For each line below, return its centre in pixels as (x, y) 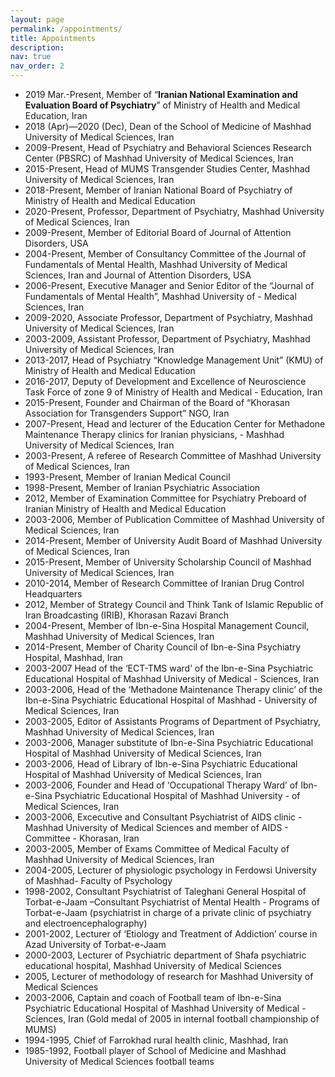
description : (37, 47)
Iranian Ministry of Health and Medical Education (125, 509)
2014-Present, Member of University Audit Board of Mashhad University (173, 540)
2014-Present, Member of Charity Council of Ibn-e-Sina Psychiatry (163, 647)
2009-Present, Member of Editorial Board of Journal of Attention (158, 232)
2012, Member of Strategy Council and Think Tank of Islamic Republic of (174, 604)
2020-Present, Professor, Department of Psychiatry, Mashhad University (174, 211)
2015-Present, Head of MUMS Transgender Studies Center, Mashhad (167, 169)
